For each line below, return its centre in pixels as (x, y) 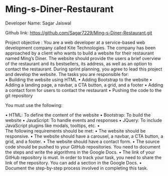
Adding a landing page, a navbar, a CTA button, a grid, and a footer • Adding (84, 85)
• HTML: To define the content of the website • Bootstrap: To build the (78, 115)
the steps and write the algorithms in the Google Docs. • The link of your (80, 152)
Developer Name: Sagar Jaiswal (38, 23)
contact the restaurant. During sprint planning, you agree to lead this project (84, 69)
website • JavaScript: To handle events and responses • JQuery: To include (83, 120)
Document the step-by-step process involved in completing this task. (76, 168)
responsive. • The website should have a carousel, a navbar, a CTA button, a (84, 136)
